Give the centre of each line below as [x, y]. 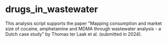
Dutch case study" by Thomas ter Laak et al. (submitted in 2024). [74, 34]
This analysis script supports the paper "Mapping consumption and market [84, 23]
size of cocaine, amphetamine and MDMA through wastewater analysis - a [83, 28]
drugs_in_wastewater [52, 9]
